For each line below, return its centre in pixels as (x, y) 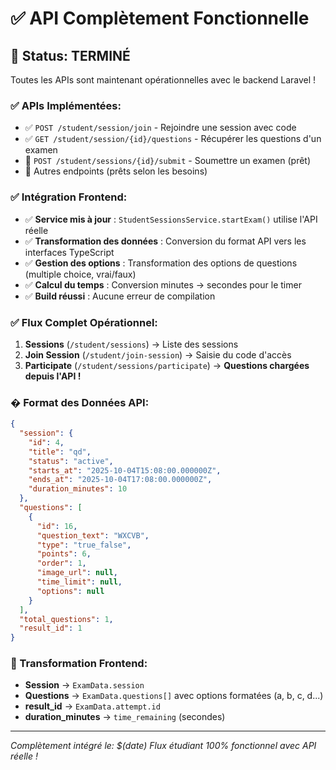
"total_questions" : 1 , (66, 619)
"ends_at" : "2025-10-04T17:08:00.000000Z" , (120, 480)
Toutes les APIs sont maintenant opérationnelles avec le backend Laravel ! (163, 80)
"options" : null (70, 591)
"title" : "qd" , (60, 452)
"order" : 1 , (61, 563)
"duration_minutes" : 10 (78, 489)
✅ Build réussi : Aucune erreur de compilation (120, 296)
